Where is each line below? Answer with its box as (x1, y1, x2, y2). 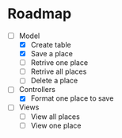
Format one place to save (30, 94, 114, 103)
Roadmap (7, 5, 72, 23)
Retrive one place (30, 58, 89, 67)
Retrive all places (30, 67, 87, 76)
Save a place (30, 49, 73, 59)
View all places (30, 112, 80, 121)
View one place (30, 121, 82, 130)
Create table (30, 40, 72, 49)
